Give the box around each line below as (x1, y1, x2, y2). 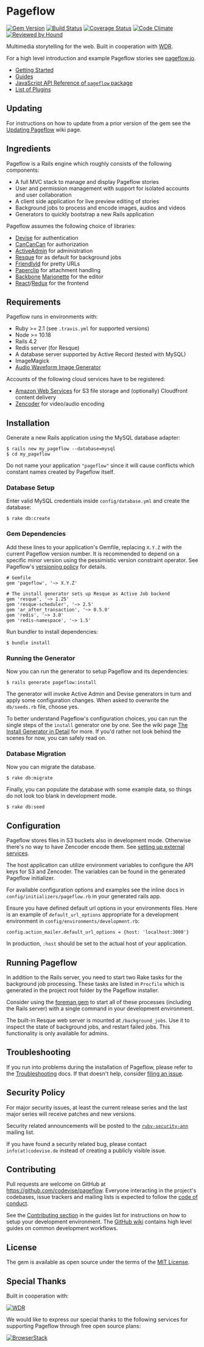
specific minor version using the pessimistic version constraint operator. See (6, 556, 199, 564)
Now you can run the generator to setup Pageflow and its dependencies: (6, 668, 189, 675)
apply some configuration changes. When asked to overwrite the (6, 697, 169, 704)
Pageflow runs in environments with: (6, 313, 98, 320)
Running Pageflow (6, 957, 77, 968)
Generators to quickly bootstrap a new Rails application (15, 210, 154, 217)
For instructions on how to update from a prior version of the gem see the (6, 119, 191, 127)
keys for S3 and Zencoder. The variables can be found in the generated (6, 868, 186, 875)
